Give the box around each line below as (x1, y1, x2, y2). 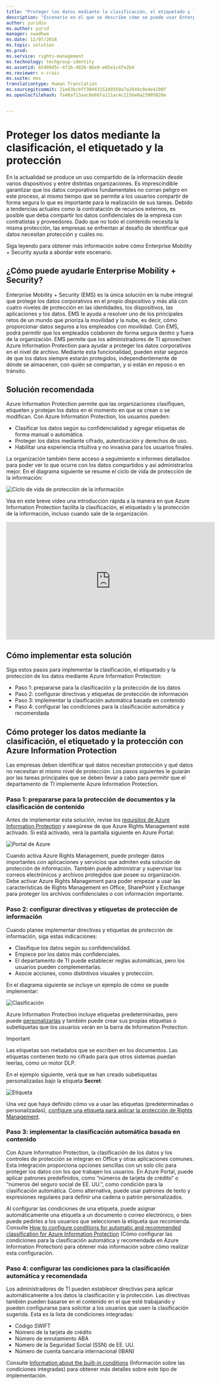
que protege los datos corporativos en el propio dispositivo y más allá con (6, 297, 188, 305)
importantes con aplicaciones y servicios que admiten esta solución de (6, 859, 180, 866)
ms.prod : (6, 48, 28, 54)
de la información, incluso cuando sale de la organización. (6, 510, 149, 517)
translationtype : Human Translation (6, 81, 97, 87)
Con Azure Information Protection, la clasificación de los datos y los (6, 1148, 173, 1156)
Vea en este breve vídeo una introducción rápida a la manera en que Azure (6, 497, 190, 505)
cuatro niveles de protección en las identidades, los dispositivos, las (6, 304, 173, 311)
